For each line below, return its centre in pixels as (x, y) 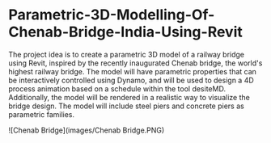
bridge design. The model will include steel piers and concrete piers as (126, 106)
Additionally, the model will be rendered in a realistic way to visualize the (129, 97)
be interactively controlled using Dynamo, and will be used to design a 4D (131, 80)
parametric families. (42, 114)
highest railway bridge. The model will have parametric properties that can (133, 71)
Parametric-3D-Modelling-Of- (112, 15)
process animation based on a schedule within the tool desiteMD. (117, 88)
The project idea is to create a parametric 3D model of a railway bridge (127, 54)
